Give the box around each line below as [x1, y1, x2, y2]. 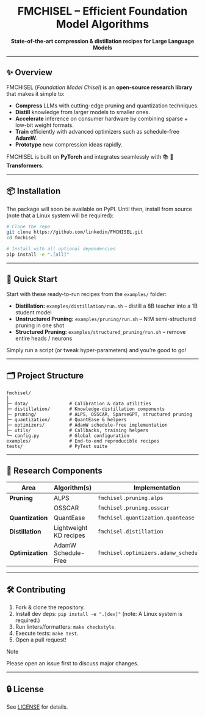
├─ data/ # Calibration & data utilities [6, 400, 151, 407]
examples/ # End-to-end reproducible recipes [6, 438, 160, 444]
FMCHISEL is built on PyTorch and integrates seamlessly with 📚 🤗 [6, 153, 174, 160]
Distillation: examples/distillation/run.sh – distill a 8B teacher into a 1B [15, 302, 198, 309]
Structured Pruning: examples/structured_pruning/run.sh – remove [15, 328, 186, 335]
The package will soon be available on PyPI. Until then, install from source [6, 205, 192, 212]
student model [15, 308, 52, 316]
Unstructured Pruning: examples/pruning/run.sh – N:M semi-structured [15, 315, 196, 322]
